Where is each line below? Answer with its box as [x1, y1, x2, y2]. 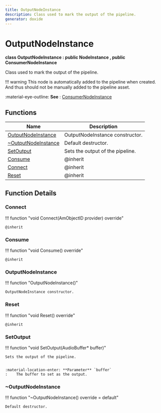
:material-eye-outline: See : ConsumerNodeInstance [5, 94, 112, 100]
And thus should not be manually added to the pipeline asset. [5, 84, 130, 90]
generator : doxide [5, 16, 43, 21]
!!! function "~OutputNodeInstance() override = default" [5, 395, 119, 401]
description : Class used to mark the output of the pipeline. [5, 12, 136, 17]
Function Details [5, 189, 57, 197]
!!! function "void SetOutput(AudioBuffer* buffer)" [5, 345, 107, 351]
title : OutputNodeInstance [5, 7, 61, 12]
